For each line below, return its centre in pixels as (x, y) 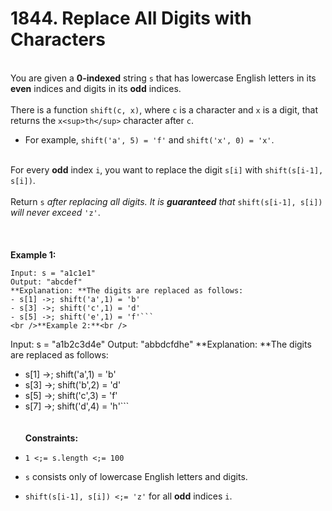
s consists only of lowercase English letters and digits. (136, 476)
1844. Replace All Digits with (131, 18)
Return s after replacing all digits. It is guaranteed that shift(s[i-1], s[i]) (166, 201)
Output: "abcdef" (46, 282)
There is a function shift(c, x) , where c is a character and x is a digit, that (164, 109)
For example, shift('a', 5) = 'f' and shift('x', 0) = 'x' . (149, 139)
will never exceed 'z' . (55, 212)
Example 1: (33, 254)
